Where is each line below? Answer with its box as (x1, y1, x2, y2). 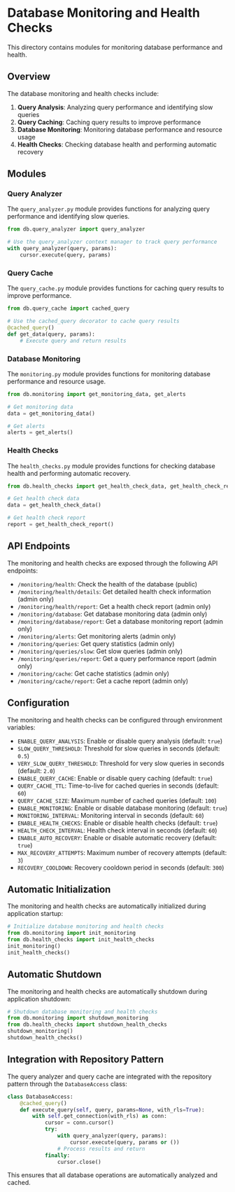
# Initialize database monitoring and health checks (7, 923, 164, 930)
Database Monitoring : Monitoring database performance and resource (17, 125, 222, 134)
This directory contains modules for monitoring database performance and (7, 43, 223, 51)
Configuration (7, 697, 70, 709)
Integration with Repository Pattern (7, 1053, 164, 1066)
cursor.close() (57, 1158, 101, 1165)
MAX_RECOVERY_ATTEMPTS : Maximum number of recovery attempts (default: (17, 848, 227, 856)
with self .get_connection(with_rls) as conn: (32, 1113, 168, 1120)
